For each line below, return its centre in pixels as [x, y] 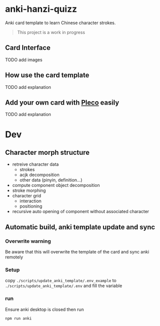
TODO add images [24, 60]
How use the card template [47, 75]
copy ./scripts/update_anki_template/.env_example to [61, 281]
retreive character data [35, 164]
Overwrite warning [28, 241]
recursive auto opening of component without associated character [80, 212]
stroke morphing [29, 190]
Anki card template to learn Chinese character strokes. [61, 23]
